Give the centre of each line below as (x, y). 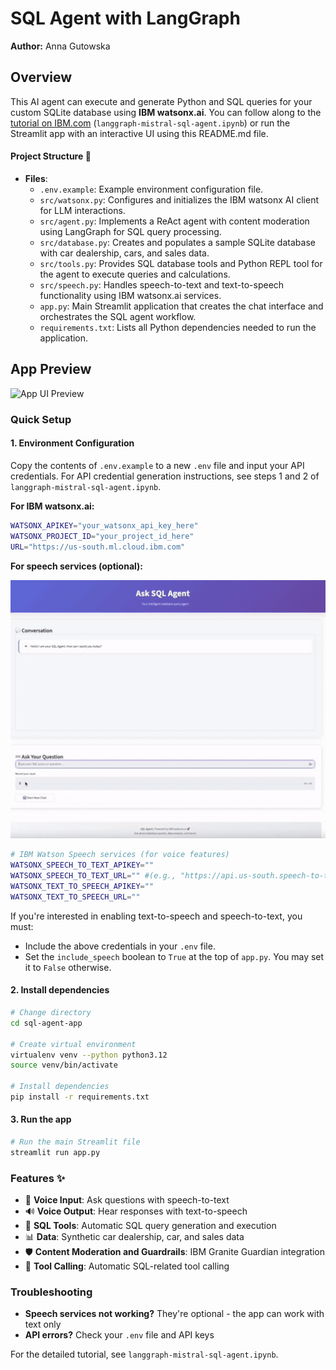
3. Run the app (41, 1119)
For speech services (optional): (77, 566)
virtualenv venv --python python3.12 (89, 1055)
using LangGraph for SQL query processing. (130, 231)
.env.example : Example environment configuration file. (151, 189)
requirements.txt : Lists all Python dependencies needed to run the (178, 327)
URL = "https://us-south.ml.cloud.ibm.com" (98, 547)
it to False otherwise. (68, 967)
